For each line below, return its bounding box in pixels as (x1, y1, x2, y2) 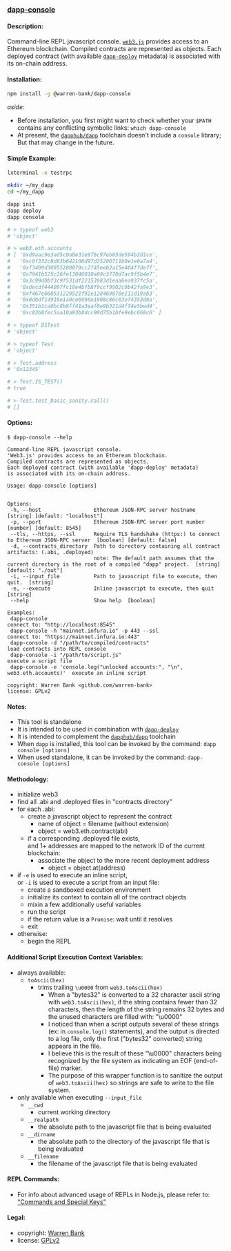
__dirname (27, 1131, 57, 1138)
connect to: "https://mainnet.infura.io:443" (7, 633, 140, 640)
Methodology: (7, 775, 49, 783)
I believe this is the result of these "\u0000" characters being (48, 1049, 222, 1058)
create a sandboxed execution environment (27, 886, 151, 894)
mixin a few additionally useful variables (27, 900, 141, 909)
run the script (27, 908, 66, 916)
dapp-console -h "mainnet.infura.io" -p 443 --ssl (10, 627, 159, 634)
